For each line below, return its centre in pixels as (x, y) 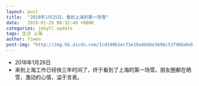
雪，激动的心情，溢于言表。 (49, 77)
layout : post (22, 12)
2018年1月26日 (33, 62)
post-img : (18, 45)
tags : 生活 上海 (24, 34)
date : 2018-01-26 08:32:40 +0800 (50, 23)
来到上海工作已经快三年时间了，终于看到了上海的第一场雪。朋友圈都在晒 (103, 69)
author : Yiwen (24, 39)
